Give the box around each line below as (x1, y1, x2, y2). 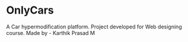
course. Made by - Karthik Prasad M (6, 29, 95, 36)
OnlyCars (6, 4, 54, 17)
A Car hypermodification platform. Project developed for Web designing (6, 23, 183, 30)
